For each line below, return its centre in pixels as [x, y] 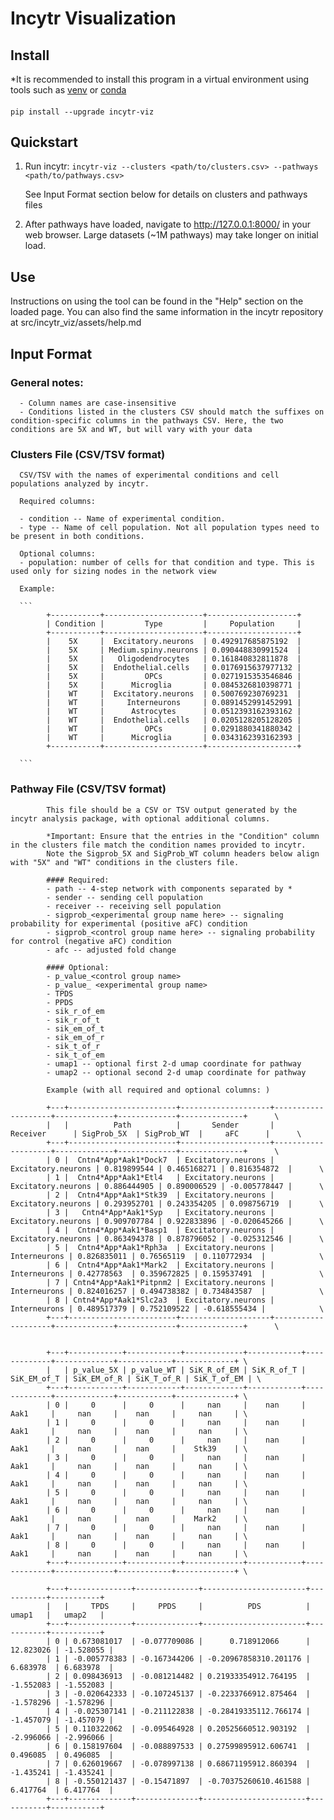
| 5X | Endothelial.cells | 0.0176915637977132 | [174, 668]
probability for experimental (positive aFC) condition [129, 923]
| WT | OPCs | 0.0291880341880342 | [174, 729]
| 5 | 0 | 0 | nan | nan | [176, 1492]
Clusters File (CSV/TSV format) [88, 454]
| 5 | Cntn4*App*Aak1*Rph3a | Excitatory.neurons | [160, 1247]
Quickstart [44, 142]
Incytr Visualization [93, 18]
